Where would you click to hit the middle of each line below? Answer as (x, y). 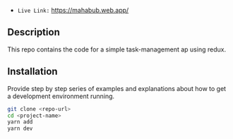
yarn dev (20, 129)
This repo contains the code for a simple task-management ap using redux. (117, 49)
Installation (32, 72)
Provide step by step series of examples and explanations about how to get (117, 88)
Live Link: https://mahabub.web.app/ (73, 10)
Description (34, 32)
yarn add (20, 122)
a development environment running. (61, 96)
